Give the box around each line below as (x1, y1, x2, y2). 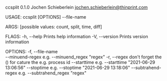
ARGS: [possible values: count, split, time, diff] (5, 24, 102, 30)
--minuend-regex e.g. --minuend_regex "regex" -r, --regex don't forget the (5, 54, 162, 60)
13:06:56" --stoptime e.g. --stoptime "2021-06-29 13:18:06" (5, 65, 131, 70)
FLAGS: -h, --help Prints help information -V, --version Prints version (5, 34, 148, 39)
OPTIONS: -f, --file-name (5, 49, 58, 54)
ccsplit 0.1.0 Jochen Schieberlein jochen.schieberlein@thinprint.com (5, 5, 148, 10)
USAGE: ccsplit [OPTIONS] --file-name (5, 14, 87, 20)
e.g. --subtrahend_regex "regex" (18, 70, 87, 76)
